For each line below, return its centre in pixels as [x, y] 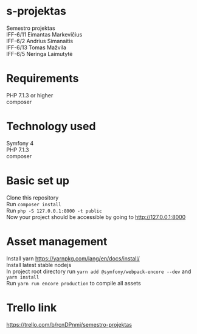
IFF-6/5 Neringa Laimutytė [40, 54]
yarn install [23, 277]
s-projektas [36, 11]
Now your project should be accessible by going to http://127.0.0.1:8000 [96, 217]
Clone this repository [33, 197]
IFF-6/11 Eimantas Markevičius [44, 34]
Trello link [32, 308]
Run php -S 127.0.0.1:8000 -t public [54, 210]
